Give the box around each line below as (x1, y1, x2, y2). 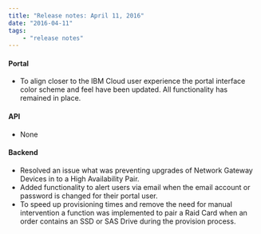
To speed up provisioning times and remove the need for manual (19, 199, 233, 208)
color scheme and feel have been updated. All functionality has (19, 85, 228, 94)
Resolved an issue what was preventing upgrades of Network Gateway (19, 165, 253, 175)
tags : (8, 26, 26, 34)
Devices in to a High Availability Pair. (19, 173, 140, 184)
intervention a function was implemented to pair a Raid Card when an (19, 208, 247, 217)
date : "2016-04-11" (8, 19, 73, 27)
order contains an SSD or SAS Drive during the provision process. (19, 216, 236, 226)
